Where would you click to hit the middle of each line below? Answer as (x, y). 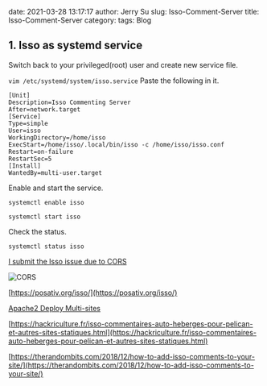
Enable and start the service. (56, 188)
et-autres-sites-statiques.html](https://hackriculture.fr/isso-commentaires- (133, 332)
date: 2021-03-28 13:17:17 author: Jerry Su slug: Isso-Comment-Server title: (134, 12)
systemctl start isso (45, 217)
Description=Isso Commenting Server (70, 102)
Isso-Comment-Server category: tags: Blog (80, 20)
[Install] (25, 166)
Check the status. (37, 231)
